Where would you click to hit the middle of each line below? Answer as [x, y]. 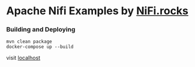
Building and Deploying [41, 30]
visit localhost [23, 58]
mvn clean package [29, 42]
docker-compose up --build [40, 47]
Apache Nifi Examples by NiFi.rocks [97, 11]
